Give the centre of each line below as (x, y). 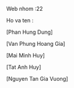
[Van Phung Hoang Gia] (36, 44)
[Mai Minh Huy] (26, 55)
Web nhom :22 (25, 9)
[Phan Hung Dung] (30, 32)
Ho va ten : (20, 20)
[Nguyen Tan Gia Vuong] (37, 79)
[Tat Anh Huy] (24, 67)
